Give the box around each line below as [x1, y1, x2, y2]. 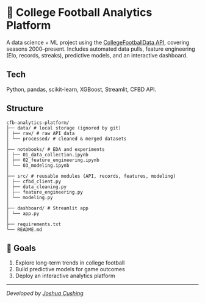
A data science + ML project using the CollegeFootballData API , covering [6, 38, 190, 46]
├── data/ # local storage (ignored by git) [6, 125, 121, 131]
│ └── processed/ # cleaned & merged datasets [6, 136, 127, 142]
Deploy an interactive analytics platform [15, 272, 115, 280]
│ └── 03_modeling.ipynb [6, 162, 70, 169]
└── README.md [6, 226, 43, 233]
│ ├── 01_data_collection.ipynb [6, 151, 88, 158]
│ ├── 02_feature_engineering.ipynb [6, 157, 99, 163]
